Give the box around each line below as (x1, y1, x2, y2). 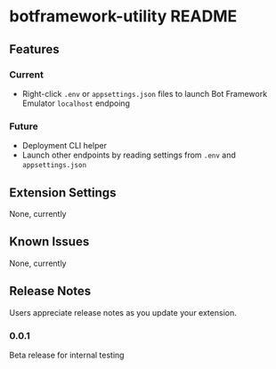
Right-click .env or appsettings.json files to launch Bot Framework (21, 88, 268, 99)
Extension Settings (9, 185, 117, 200)
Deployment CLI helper (21, 140, 107, 151)
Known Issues (9, 234, 90, 250)
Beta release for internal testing (9, 349, 125, 360)
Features (9, 42, 60, 57)
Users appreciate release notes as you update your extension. (9, 307, 238, 317)
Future (9, 120, 38, 132)
